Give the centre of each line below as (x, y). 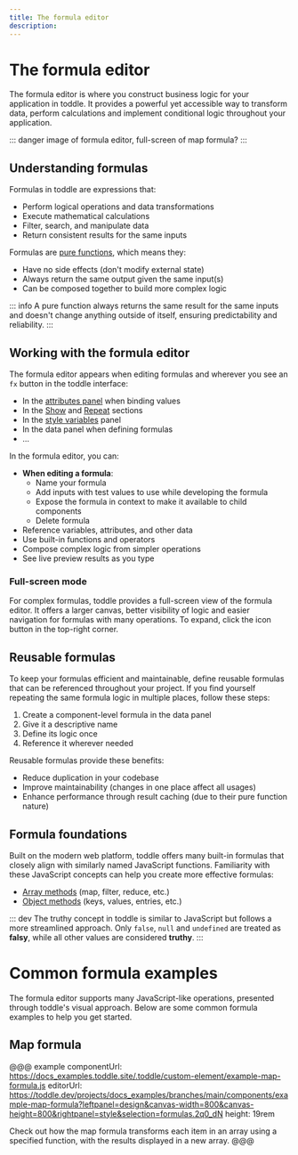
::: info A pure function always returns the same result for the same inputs (144, 306)
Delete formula (63, 521)
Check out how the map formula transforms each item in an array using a (143, 1131)
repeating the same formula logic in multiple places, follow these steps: (140, 698)
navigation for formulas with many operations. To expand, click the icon (140, 620)
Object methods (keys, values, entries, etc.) (102, 901)
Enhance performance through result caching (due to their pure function (154, 797)
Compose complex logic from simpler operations (112, 549)
